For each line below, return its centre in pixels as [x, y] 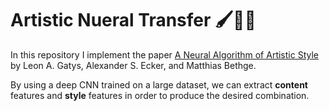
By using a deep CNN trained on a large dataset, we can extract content [159, 84]
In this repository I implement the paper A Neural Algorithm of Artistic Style [164, 54]
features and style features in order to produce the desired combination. [160, 95]
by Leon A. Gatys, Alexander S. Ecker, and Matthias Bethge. [133, 65]
